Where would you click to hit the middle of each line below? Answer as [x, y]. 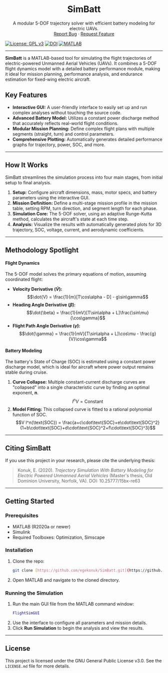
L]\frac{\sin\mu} [132, 313]
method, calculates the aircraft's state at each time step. [70, 219]
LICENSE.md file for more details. [38, 666]
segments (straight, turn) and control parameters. [63, 134]
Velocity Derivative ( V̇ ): [37, 289]
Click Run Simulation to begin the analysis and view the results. [78, 628]
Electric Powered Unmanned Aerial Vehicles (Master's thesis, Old [85, 475]
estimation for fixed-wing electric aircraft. [48, 79]
